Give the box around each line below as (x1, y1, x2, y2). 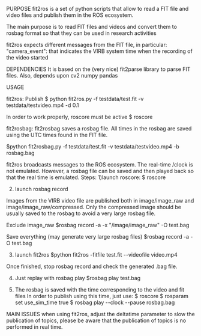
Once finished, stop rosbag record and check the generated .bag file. (6, 263, 178, 270)
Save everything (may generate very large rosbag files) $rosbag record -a (6, 233, 190, 240)
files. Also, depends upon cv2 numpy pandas (6, 72, 118, 79)
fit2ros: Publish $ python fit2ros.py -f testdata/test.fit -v (6, 96, 144, 102)
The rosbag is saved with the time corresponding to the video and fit (14, 286, 185, 293)
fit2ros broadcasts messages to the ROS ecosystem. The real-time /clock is (6, 161, 193, 168)
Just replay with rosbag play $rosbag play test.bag (14, 275, 141, 281)
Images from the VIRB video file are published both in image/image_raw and (6, 197, 194, 204)
